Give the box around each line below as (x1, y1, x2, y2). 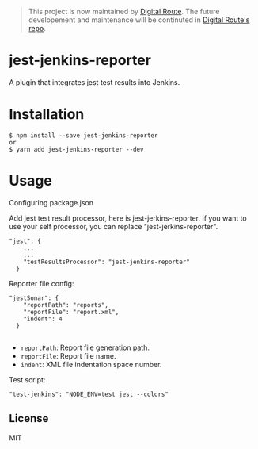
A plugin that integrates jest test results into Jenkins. (9, 77, 180, 86)
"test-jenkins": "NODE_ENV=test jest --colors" (9, 390, 169, 398)
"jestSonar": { (9, 294, 59, 302)
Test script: (9, 374, 46, 384)
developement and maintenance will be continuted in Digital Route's (28, 15, 250, 25)
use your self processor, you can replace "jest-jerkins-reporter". (9, 221, 218, 231)
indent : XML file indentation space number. (20, 359, 162, 369)
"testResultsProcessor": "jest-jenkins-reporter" (23, 258, 191, 266)
